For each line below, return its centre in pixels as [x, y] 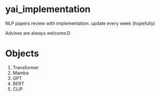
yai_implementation [48, 9]
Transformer [26, 67]
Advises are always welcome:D [38, 33]
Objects [22, 54]
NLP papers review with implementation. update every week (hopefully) [80, 23]
